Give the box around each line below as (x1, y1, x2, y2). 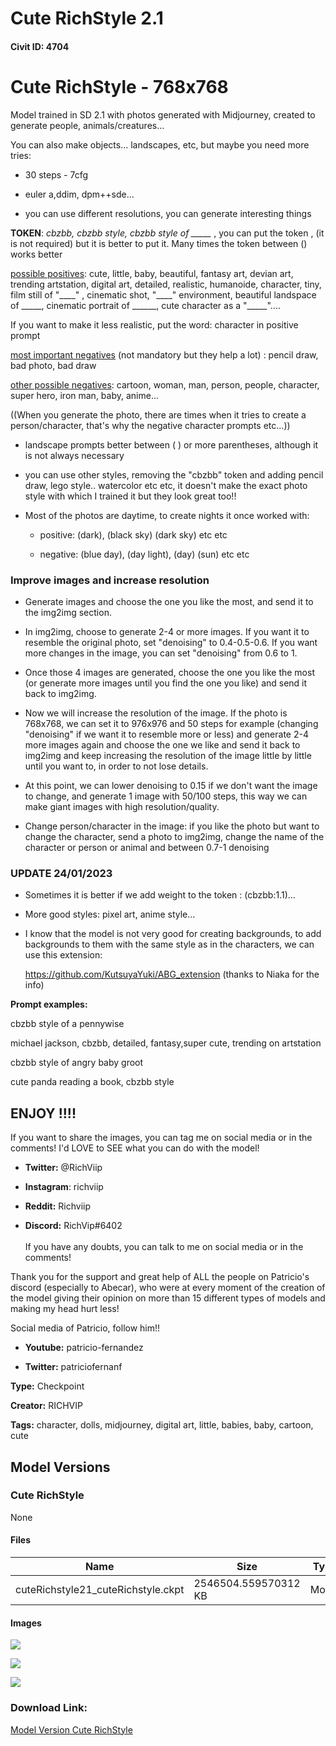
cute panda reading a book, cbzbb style (10, 1076, 175, 1088)
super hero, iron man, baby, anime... (10, 389, 159, 401)
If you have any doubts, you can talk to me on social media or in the (24, 1241, 304, 1253)
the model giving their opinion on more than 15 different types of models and (10, 1292, 326, 1304)
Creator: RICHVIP (10, 1400, 83, 1412)
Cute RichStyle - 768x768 (10, 75, 229, 98)
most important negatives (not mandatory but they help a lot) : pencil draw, (10, 348, 319, 361)
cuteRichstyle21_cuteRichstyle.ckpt (15, 1583, 185, 1597)
